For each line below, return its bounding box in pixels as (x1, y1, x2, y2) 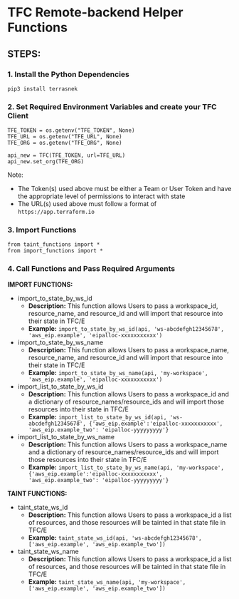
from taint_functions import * (7, 241, 100, 248)
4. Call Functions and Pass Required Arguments (7, 264, 176, 274)
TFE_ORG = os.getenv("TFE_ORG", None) (7, 140, 122, 147)
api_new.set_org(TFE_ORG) (7, 158, 84, 165)
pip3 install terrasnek (7, 85, 78, 93)
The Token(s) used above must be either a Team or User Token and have (17, 185, 232, 193)
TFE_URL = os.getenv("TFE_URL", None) (7, 133, 122, 140)
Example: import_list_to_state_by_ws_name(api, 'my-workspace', (28, 463, 224, 471)
